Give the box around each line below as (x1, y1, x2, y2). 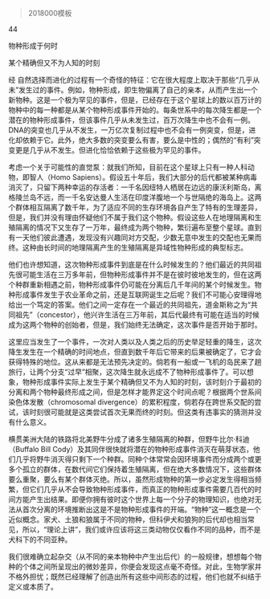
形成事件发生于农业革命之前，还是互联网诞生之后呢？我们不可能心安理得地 (14, 290, 262, 299)
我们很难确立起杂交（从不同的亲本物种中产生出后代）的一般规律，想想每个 (8, 552, 255, 561)
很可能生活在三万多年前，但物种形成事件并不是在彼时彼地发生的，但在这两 (14, 270, 262, 279)
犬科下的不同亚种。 (8, 535, 72, 544)
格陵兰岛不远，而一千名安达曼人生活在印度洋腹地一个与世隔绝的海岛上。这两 (8, 193, 262, 202)
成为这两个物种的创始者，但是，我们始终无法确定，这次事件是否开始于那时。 (8, 320, 262, 330)
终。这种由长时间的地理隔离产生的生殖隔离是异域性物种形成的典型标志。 (8, 242, 247, 252)
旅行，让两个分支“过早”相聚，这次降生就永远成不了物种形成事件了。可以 (8, 367, 247, 377)
